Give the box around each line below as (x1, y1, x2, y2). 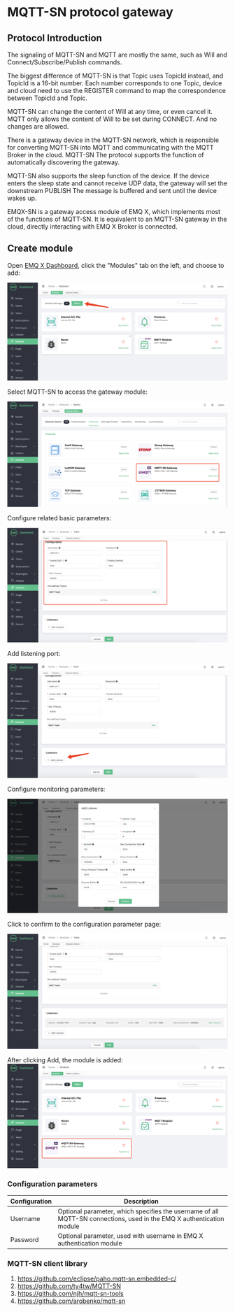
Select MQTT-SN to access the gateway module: (7, 387, 148, 396)
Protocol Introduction (7, 32, 103, 44)
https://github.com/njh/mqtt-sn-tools (17, 1290, 124, 1298)
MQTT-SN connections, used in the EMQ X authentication (57, 1215, 225, 1223)
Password (10, 1235, 39, 1243)
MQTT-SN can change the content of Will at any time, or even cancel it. (7, 108, 213, 115)
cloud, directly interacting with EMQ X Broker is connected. (7, 222, 178, 231)
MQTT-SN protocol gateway (7, 4, 173, 20)
